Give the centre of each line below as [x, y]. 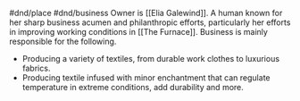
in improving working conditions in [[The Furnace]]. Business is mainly [138, 32]
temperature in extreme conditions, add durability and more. [133, 87]
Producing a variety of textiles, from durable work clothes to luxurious [150, 59]
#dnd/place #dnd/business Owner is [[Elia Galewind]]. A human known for [146, 13]
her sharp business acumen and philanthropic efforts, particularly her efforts [150, 22]
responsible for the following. [63, 41]
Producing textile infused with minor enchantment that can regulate [146, 78]
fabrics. [36, 68]
